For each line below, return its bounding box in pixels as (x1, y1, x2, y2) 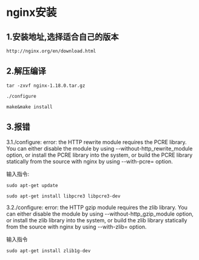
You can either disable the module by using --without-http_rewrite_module (6, 145, 193, 152)
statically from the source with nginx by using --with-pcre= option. (6, 157, 173, 165)
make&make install (6, 104, 53, 110)
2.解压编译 (6, 66, 47, 77)
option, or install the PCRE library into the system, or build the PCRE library (6, 151, 193, 159)
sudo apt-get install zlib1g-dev (6, 247, 91, 254)
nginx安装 (6, 5, 57, 19)
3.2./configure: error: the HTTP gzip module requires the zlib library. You (6, 204, 188, 211)
